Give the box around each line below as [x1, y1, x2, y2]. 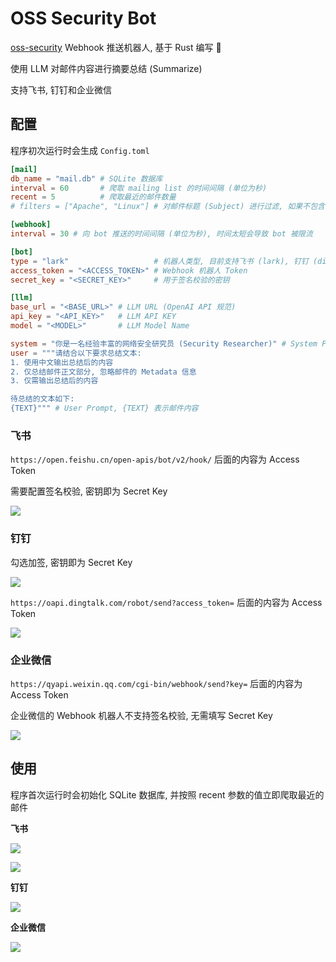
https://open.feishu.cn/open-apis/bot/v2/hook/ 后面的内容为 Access [10, 453, 300, 466]
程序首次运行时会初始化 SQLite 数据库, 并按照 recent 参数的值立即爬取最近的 [10, 788, 325, 801]
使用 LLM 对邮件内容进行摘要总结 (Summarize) [10, 62, 203, 74]
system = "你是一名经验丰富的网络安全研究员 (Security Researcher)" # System [10, 338, 318, 349]
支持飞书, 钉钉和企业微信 [10, 83, 112, 96]
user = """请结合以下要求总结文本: [10, 348, 142, 358]
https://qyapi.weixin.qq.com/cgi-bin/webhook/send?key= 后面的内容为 [10, 677, 303, 689]
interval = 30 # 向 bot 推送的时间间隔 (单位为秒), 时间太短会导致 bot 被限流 [10, 229, 313, 239]
